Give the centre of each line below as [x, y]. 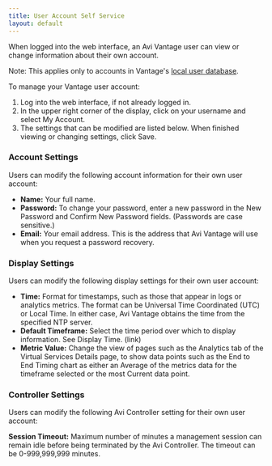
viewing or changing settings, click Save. [88, 136]
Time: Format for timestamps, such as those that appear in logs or [131, 297]
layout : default [36, 23]
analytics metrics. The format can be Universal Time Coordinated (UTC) [140, 305]
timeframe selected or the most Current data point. [105, 374]
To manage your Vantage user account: [74, 87]
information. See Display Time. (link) [81, 340]
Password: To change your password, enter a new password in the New [140, 208]
